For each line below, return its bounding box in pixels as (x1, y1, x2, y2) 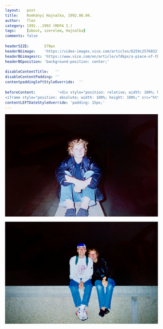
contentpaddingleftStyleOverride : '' (5, 80, 83, 85)
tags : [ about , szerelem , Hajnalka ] (5, 28, 86, 34)
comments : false (5, 34, 38, 38)
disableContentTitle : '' (5, 69, 60, 74)
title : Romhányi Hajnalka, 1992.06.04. (5, 13, 92, 18)
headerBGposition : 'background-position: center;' (5, 59, 110, 64)
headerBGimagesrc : (5, 54, 42, 59)
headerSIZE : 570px (5, 44, 55, 49)
